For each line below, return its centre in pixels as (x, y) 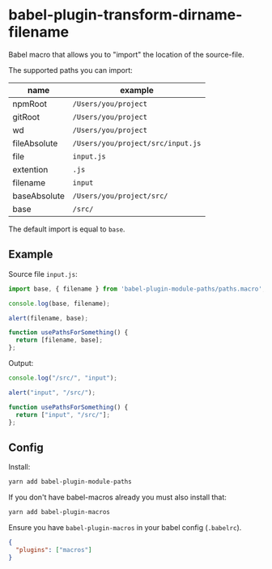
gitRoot (26, 117)
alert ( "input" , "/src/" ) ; (52, 393)
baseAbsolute (38, 196)
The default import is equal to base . (67, 229)
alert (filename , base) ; (49, 318)
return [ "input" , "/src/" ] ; (63, 414)
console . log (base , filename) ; (59, 304)
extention (30, 169)
